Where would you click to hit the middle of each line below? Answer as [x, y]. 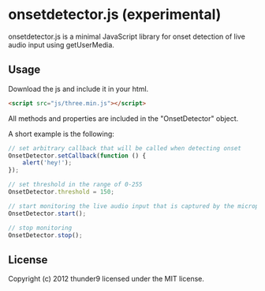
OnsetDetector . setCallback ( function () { [77, 156]
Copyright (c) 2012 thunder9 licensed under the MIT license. [106, 279]
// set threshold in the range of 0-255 [76, 185]
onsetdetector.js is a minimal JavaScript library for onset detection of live [127, 36]
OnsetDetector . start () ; [47, 214]
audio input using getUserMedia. [61, 44]
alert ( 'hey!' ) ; [47, 163]
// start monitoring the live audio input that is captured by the [121, 206]
